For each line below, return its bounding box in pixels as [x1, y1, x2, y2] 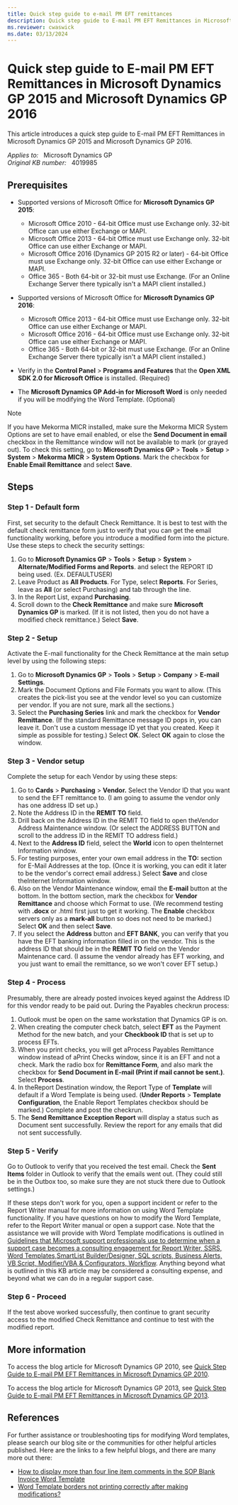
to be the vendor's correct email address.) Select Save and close [17, 869, 208, 878]
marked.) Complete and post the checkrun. [17, 1106, 144, 1114]
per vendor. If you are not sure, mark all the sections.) [17, 701, 175, 709]
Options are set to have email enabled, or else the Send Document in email [7, 431, 227, 438]
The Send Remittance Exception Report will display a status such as [17, 1113, 219, 1121]
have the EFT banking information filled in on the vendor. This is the [17, 937, 215, 946]
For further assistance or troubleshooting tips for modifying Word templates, [7, 1430, 230, 1439]
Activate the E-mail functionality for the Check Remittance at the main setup [7, 649, 229, 657]
